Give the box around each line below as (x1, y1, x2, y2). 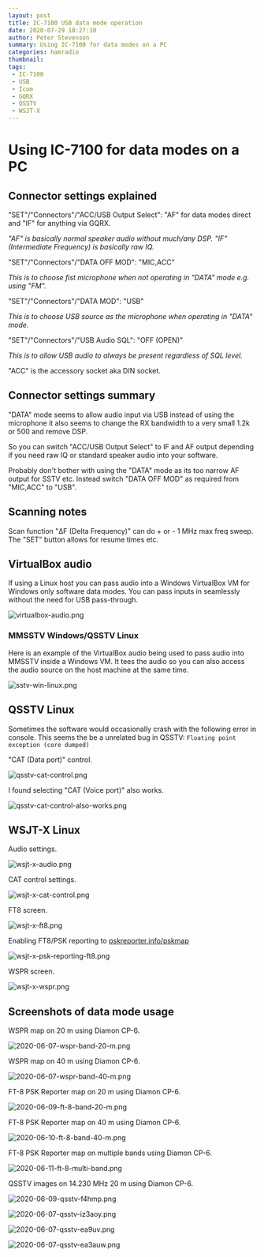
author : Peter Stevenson (8, 33, 90, 42)
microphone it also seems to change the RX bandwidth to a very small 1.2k (8, 418, 250, 427)
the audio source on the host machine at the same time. (8, 665, 189, 674)
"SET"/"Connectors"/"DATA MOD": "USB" (8, 297, 144, 306)
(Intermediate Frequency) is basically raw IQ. (8, 242, 155, 251)
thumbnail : (8, 56, 44, 64)
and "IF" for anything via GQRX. (8, 219, 111, 227)
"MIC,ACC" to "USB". (8, 482, 77, 492)
